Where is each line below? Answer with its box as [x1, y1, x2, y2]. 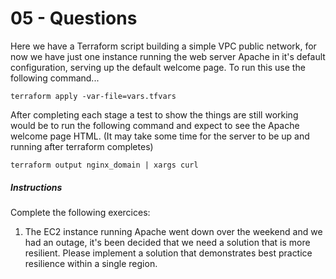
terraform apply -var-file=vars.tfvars [10, 91, 177, 101]
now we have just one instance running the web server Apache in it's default [10, 50, 326, 62]
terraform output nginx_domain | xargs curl [10, 160, 199, 170]
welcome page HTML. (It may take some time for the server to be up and [10, 130, 310, 142]
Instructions [10, 181, 63, 193]
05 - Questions [10, 7, 138, 30]
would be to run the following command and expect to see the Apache [10, 119, 300, 131]
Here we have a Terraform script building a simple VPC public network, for [10, 40, 317, 52]
